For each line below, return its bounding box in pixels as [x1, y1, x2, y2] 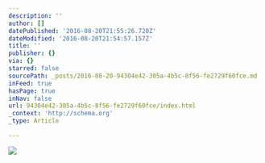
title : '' [8, 42, 42, 50]
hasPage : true [8, 86, 56, 95]
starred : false [8, 65, 60, 73]
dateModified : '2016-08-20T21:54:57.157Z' [8, 34, 153, 43]
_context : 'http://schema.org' [8, 110, 114, 118]
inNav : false [8, 94, 52, 102]
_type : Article [8, 117, 60, 125]
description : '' [8, 11, 63, 20]
